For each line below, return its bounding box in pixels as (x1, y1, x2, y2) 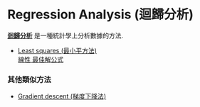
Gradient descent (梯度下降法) (17, 92, 107, 101)
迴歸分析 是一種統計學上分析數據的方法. (7, 31, 123, 40)
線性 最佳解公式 (17, 55, 64, 64)
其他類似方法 (7, 74, 52, 84)
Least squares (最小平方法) (17, 46, 98, 55)
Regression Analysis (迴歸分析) (7, 6, 194, 23)
